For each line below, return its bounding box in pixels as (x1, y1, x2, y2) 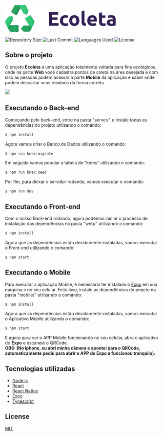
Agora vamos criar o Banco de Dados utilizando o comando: (5, 141, 126, 147)
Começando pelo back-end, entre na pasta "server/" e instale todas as (5, 117, 147, 123)
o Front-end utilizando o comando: (5, 245, 75, 251)
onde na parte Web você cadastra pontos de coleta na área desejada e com (5, 69, 158, 75)
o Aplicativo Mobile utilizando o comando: (5, 316, 89, 322)
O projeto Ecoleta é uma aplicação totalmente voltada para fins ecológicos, (5, 64, 157, 70)
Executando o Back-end (5, 104, 80, 112)
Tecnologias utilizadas (5, 365, 75, 373)
